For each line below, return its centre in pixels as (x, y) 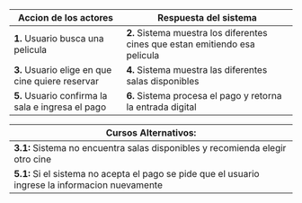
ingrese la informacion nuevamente (89, 185)
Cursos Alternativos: (151, 132)
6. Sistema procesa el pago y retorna (204, 96)
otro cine (33, 159)
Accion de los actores (66, 18)
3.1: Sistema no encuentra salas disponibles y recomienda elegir (150, 148)
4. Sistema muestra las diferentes (197, 70)
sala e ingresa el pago (60, 107)
